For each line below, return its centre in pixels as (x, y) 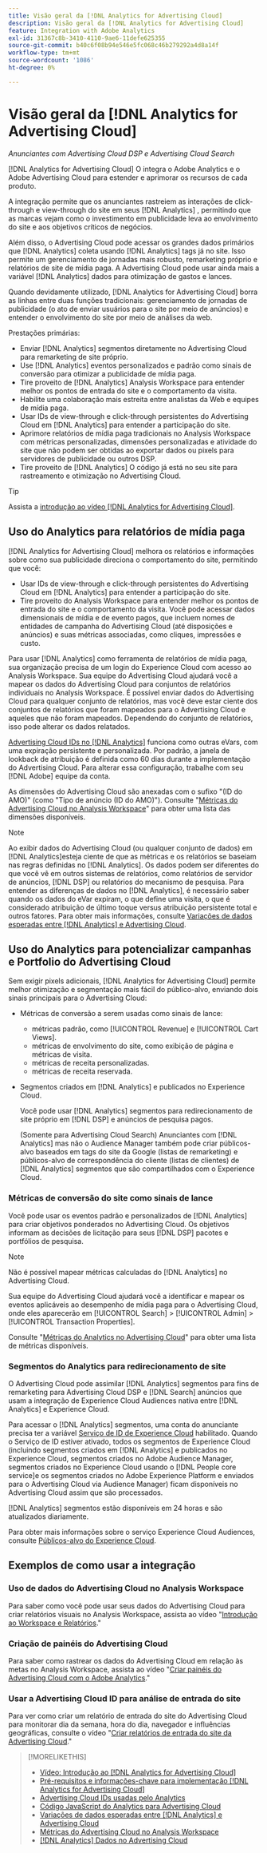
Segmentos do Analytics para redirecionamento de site (117, 1366)
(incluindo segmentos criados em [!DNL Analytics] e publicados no (118, 1450)
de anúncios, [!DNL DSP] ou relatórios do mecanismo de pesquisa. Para (126, 882)
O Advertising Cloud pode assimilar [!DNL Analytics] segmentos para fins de (134, 1383)
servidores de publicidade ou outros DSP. (88, 458)
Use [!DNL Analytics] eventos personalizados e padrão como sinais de (135, 365)
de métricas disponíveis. (49, 1345)
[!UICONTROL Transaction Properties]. (72, 1321)
